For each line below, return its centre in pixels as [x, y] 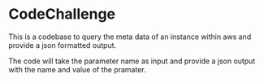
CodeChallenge [62, 14]
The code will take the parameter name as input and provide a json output [132, 61]
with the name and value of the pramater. [77, 69]
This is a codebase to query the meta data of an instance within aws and [130, 37]
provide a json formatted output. [63, 45]
